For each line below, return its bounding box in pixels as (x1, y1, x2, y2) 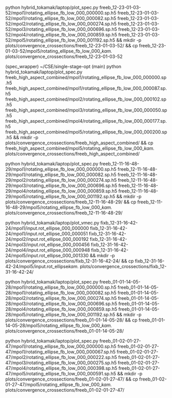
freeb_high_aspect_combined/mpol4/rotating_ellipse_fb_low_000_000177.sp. (5, 118, 167, 124)
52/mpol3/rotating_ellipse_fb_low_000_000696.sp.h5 (5, 26, 117, 32)
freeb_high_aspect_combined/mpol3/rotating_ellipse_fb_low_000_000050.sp (5, 107, 167, 113)
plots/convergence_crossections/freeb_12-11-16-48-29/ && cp (5, 199, 137, 205)
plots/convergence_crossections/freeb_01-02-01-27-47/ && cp (5, 376, 139, 382)
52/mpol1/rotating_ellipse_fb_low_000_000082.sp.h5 (5, 15, 117, 21)
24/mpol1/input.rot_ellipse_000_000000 (5, 225, 89, 231)
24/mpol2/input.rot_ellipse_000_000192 (5, 236, 89, 242)
